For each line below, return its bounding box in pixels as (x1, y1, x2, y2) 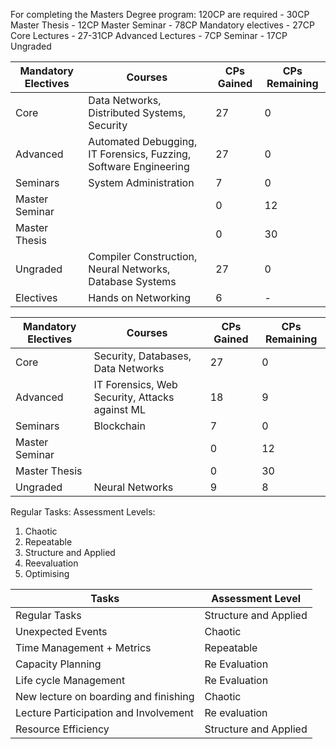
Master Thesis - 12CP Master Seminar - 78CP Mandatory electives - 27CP (10, 19, 315, 31)
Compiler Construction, (88, 250, 198, 263)
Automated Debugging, (88, 135, 198, 148)
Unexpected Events (15, 625, 108, 638)
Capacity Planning (15, 657, 102, 671)
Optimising (24, 568, 70, 579)
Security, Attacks (93, 390, 175, 404)
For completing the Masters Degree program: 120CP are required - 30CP (10, 9, 310, 20)
